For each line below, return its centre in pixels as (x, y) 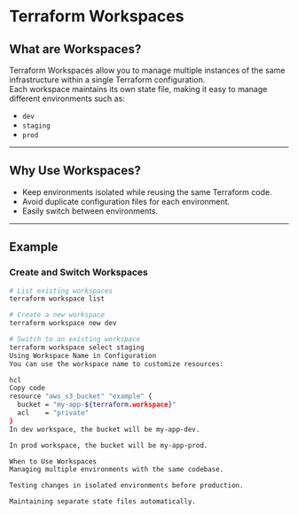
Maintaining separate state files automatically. (103, 502)
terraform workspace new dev (63, 324)
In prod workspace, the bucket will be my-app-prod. (109, 445)
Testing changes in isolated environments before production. (126, 486)
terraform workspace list (57, 299)
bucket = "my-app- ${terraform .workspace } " (97, 405)
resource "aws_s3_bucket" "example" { (81, 396)
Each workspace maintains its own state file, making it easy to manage (138, 89)
